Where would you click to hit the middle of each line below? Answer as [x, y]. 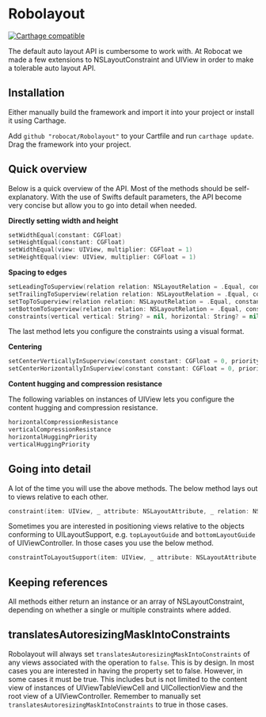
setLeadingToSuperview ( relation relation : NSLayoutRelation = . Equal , [127, 287]
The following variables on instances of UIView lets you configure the [122, 399]
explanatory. [28, 197]
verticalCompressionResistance [60, 430]
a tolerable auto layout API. [52, 67]
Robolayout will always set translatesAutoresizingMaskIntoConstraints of [129, 654]
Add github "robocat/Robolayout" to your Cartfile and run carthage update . [131, 136]
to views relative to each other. [58, 497]
